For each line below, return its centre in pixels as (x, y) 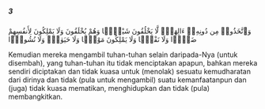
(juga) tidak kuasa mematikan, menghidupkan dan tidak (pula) (109, 88)
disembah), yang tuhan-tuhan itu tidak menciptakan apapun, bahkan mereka (133, 62)
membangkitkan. (36, 96)
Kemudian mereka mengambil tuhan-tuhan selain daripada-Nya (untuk (123, 54)
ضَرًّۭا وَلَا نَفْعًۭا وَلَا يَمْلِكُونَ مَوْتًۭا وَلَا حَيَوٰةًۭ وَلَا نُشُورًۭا (102, 39)
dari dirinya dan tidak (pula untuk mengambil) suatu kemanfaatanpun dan (127, 80)
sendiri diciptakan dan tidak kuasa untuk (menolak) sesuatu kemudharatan (130, 71)
